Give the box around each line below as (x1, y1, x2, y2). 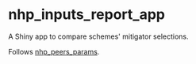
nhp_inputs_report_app (8, 6, 165, 24)
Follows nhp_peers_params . (8, 47, 100, 56)
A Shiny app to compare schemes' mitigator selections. (8, 32, 189, 41)
